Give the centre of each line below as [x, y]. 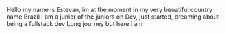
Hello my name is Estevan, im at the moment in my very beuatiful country [110, 10]
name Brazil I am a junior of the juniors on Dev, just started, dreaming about [113, 17]
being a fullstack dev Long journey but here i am [75, 24]
